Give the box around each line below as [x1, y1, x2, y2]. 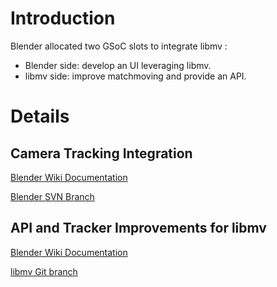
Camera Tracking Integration [10, 145, 193, 162]
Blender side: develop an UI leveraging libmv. [24, 59, 212, 71]
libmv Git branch [10, 265, 78, 277]
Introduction [10, 7, 116, 30]
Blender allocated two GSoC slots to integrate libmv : [10, 40, 228, 52]
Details [10, 105, 70, 128]
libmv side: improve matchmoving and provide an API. [24, 70, 247, 82]
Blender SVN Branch [10, 190, 95, 202]
